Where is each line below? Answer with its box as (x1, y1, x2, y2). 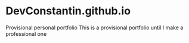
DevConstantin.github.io (5, 4, 131, 18)
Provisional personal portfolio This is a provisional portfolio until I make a (5, 24, 184, 31)
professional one (5, 30, 47, 37)
